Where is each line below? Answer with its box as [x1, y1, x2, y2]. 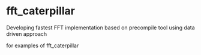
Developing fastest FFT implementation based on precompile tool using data [6, 24, 195, 31]
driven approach [6, 30, 47, 37]
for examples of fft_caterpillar [6, 42, 79, 49]
